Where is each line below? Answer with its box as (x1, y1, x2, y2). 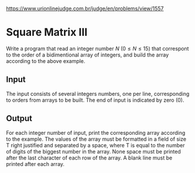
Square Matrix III (6, 26, 88, 39)
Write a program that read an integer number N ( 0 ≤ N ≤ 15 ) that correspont (6, 45, 189, 52)
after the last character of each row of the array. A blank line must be (6, 154, 173, 161)
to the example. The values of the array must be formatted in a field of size (6, 135, 186, 142)
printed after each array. (6, 160, 65, 167)
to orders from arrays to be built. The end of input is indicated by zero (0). (6, 97, 184, 104)
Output (6, 114, 32, 124)
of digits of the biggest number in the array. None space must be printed (6, 148, 182, 155)
